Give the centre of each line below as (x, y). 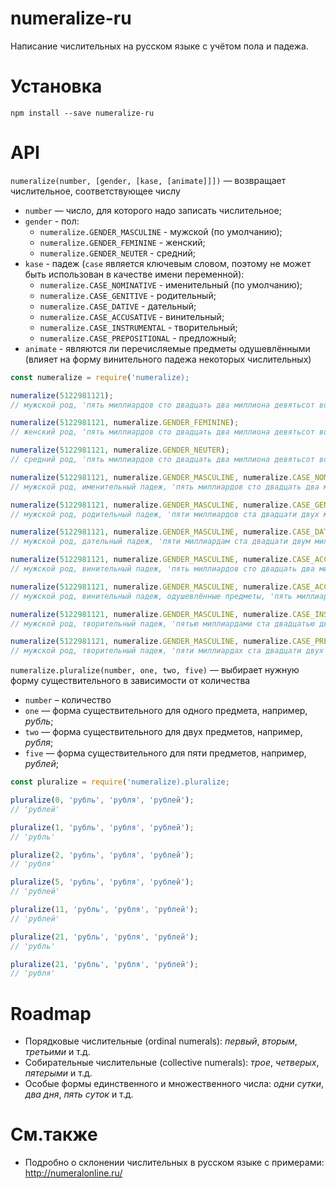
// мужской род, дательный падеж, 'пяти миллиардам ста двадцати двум (160, 542)
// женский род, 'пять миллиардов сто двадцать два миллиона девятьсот (162, 432)
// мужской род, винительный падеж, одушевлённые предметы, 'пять (151, 596)
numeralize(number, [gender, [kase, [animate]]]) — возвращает (148, 180)
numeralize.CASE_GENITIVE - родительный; (128, 295)
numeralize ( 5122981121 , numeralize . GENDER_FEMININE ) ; (125, 423)
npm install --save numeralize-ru (82, 113)
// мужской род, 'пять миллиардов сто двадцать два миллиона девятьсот (162, 405)
